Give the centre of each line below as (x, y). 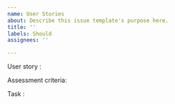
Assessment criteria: (37, 80)
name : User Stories (36, 14)
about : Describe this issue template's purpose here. (88, 21)
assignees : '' (28, 40)
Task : (16, 94)
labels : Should (30, 34)
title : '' (22, 27)
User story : (24, 67)
